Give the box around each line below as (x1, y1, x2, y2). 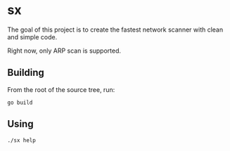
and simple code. (7, 32, 58, 41)
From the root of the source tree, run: (7, 85, 115, 93)
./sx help (7, 136, 37, 144)
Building (7, 67, 44, 79)
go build (7, 99, 33, 106)
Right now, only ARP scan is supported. (7, 46, 122, 55)
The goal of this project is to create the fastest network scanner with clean (7, 25, 224, 34)
